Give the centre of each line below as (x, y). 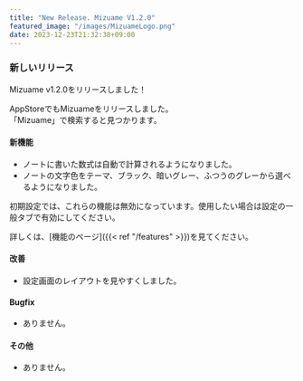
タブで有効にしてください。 (68, 217)
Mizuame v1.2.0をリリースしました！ (78, 89)
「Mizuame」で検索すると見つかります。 (85, 119)
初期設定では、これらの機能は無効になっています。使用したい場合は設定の (147, 205)
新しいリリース (42, 68)
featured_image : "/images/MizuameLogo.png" (93, 26)
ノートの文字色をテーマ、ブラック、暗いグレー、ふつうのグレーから (149, 175)
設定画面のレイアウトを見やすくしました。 (102, 281)
